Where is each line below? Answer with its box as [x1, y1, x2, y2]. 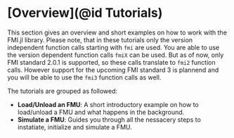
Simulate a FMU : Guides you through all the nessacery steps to [17, 115, 202, 124]
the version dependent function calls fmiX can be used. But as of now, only [7, 51, 224, 59]
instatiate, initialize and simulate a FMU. [17, 123, 132, 131]
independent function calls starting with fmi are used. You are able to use [7, 43, 220, 51]
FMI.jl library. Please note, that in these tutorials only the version [7, 35, 193, 44]
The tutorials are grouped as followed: [7, 87, 118, 95]
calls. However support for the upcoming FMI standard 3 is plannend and [7, 65, 219, 74]
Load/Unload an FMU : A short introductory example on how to [17, 100, 199, 108]
